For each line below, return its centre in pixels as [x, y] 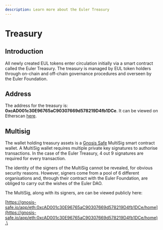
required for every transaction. [36, 159]
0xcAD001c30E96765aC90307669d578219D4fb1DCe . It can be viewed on [81, 111]
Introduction [24, 52]
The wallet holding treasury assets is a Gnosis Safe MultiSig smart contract [80, 143]
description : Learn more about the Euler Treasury [57, 9]
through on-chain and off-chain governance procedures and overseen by [78, 73]
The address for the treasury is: [37, 106]
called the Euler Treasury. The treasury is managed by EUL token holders [78, 68]
